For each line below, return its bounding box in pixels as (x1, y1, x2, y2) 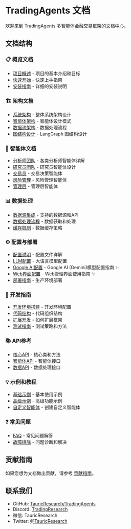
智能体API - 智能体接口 (12, 358, 61, 364)
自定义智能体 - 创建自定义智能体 (12, 404, 81, 410)
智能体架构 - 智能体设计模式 (12, 118, 72, 124)
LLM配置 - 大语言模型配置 (12, 258, 68, 264)
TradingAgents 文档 (5, 5, 91, 16)
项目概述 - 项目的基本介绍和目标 (12, 70, 81, 76)
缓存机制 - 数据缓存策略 (12, 224, 63, 231)
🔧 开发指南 (5, 291, 32, 298)
